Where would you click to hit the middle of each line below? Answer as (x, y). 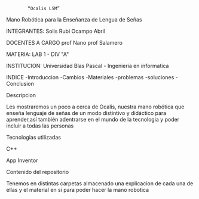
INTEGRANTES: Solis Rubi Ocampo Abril (56, 31)
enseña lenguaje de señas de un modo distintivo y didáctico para (86, 113)
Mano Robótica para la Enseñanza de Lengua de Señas (74, 20)
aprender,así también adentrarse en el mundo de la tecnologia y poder (93, 119)
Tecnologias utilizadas (34, 137)
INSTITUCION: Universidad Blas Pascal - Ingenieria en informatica (88, 66)
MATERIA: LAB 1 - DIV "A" (38, 54)
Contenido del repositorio (38, 172)
